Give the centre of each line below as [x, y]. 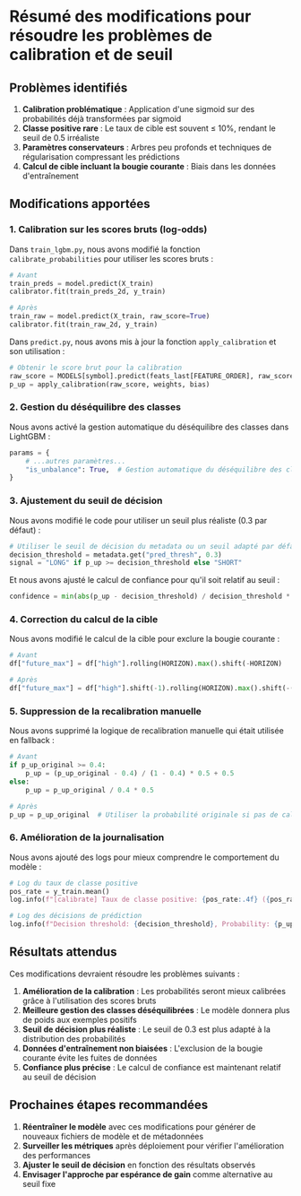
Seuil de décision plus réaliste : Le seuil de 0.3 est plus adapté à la [146, 1029]
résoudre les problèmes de [111, 35]
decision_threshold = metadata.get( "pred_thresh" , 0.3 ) [116, 555]
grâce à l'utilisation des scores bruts [89, 1001]
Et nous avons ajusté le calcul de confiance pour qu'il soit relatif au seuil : [145, 580]
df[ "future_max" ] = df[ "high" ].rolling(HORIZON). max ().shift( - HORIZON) [146, 664]
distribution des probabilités [74, 1038]
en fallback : [32, 741]
